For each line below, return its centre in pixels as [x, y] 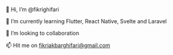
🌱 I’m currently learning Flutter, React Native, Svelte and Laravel [86, 21]
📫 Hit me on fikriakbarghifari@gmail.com [58, 45]
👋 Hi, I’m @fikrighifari [33, 9]
